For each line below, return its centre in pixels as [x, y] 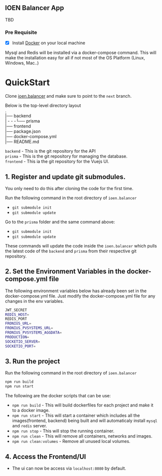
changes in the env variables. [35, 301]
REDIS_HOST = [17, 315]
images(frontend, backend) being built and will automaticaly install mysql [85, 421]
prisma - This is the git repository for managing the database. [66, 156]
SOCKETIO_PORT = [20, 346]
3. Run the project [33, 361]
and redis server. [29, 426]
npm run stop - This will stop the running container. [63, 431]
